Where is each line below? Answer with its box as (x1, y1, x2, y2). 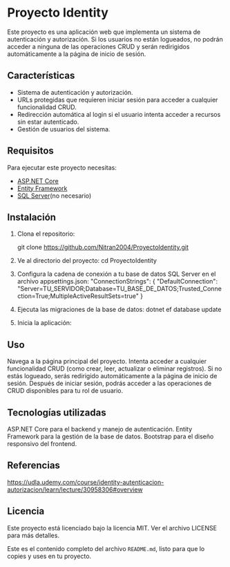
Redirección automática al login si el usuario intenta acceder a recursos (17, 110, 221, 118)
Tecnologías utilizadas (7, 407, 106, 418)
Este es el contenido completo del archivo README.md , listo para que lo (7, 544, 205, 552)
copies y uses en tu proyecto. (7, 552, 92, 560)
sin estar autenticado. (17, 118, 79, 126)
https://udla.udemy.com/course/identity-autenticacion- (7, 478, 164, 486)
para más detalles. (7, 531, 60, 539)
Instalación (7, 211, 57, 223)
